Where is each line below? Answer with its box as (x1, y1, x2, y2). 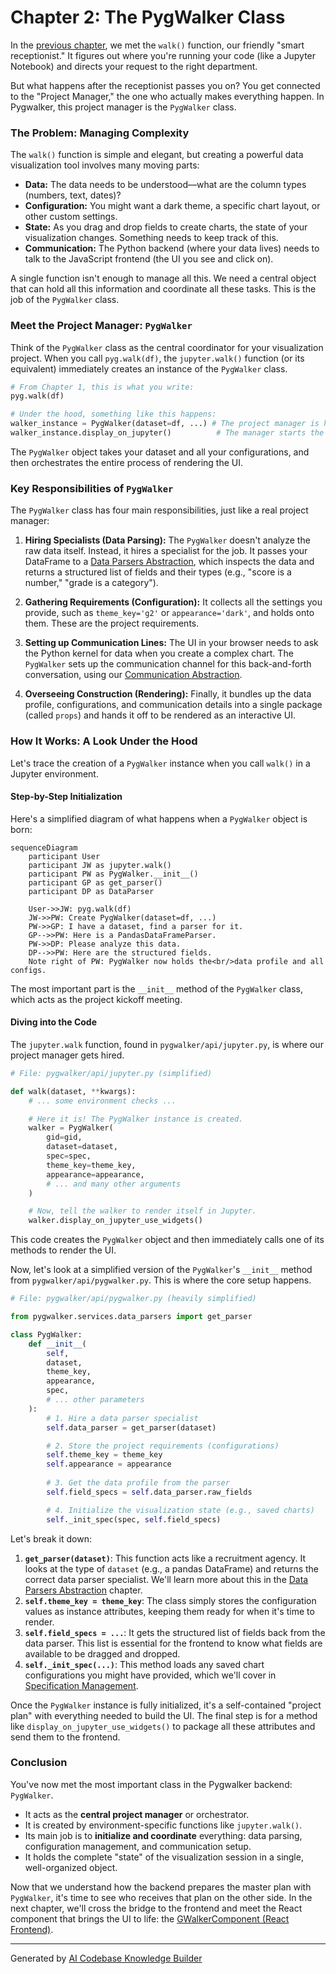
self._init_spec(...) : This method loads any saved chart (24, 1658, 265, 1670)
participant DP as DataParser (28, 886, 155, 896)
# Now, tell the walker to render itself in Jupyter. (28, 1206, 257, 1216)
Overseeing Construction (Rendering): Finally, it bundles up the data (24, 688, 312, 700)
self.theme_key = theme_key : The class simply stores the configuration (24, 1594, 317, 1606)
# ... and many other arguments (46, 1179, 182, 1189)
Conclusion (10, 1756, 68, 1770)
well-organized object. (24, 1861, 118, 1873)
